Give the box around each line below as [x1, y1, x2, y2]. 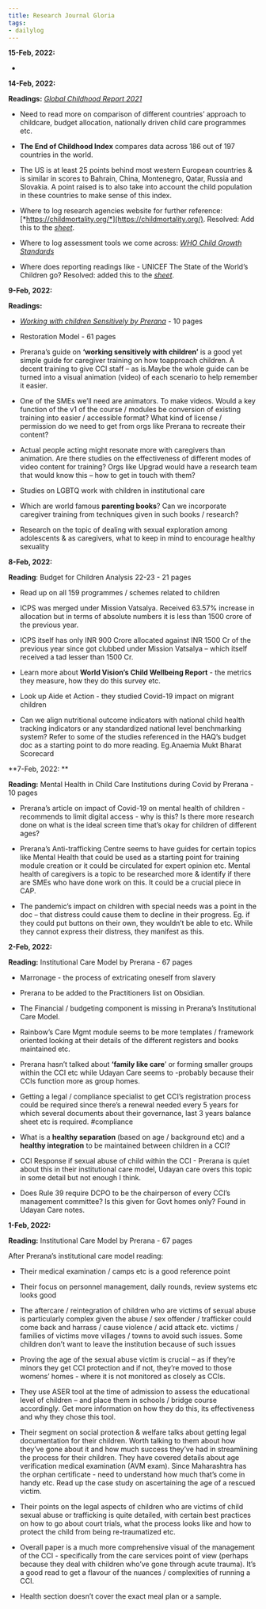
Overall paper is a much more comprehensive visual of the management [19, 1542, 256, 1552]
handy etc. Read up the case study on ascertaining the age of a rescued [19, 1478, 256, 1488]
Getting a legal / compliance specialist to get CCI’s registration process [19, 1091, 252, 1102]
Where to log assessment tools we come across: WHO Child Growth [19, 239, 242, 248]
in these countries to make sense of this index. [19, 191, 173, 201]
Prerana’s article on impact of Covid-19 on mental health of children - [19, 804, 245, 813]
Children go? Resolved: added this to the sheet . [19, 270, 175, 280]
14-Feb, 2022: [8, 78, 56, 88]
